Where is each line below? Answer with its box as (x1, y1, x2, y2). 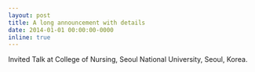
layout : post (8, 11, 51, 20)
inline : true (8, 33, 51, 41)
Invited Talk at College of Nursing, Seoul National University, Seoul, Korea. (8, 55, 248, 64)
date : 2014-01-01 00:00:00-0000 (8, 26, 114, 34)
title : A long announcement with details (8, 19, 146, 27)
